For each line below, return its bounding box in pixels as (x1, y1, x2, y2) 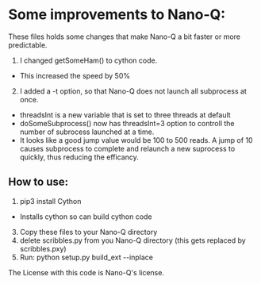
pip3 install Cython (19, 196, 82, 205)
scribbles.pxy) (19, 244, 67, 253)
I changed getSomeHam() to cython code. (19, 56, 158, 65)
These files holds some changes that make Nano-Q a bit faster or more (8, 32, 240, 41)
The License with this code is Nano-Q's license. (8, 267, 165, 277)
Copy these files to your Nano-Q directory (19, 227, 158, 236)
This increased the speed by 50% (19, 71, 131, 80)
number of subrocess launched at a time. (19, 127, 155, 136)
